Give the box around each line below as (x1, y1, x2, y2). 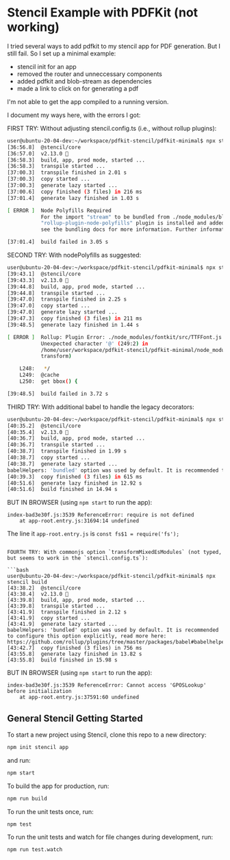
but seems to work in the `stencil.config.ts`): (7, 555, 149, 562)
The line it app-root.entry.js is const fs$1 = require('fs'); (7, 529, 180, 538)
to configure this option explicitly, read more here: (7, 633, 167, 640)
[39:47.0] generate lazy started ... (7, 309, 118, 316)
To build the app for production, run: (7, 782, 110, 790)
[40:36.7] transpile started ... (7, 442, 106, 448)
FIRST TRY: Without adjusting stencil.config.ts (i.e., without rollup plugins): (7, 124, 217, 132)
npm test (7, 820, 32, 828)
